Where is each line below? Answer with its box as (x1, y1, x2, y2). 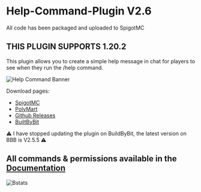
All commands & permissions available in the (6, 153, 177, 164)
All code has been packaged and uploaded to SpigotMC (6, 24, 145, 31)
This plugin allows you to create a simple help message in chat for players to (6, 57, 196, 64)
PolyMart (14, 105, 38, 113)
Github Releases (14, 111, 56, 119)
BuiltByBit (14, 118, 40, 125)
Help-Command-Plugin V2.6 (6, 4, 152, 18)
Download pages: (6, 87, 50, 94)
